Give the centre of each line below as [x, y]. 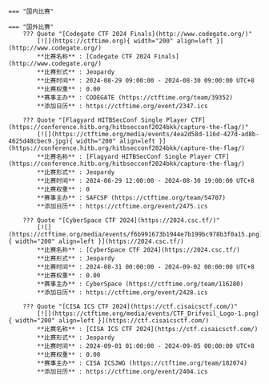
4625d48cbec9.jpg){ [41, 141]
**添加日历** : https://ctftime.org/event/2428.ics [122, 293]
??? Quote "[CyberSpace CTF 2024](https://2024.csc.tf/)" [121, 220]
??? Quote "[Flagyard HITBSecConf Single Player [105, 120]
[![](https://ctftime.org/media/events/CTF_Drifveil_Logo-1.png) [149, 313]
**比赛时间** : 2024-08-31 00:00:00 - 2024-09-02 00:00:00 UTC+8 [146, 267]
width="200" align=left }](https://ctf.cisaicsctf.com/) [112, 321]
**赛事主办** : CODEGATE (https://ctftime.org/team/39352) [135, 98]
